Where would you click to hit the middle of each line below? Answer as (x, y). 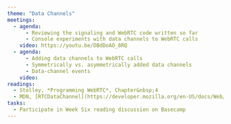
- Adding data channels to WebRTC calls (84, 59)
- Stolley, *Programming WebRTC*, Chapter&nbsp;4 (86, 90)
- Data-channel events (58, 71)
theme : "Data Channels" (41, 13)
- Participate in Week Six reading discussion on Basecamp (100, 110)
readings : (21, 84)
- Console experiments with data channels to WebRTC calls (111, 39)
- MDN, (23, 97)
